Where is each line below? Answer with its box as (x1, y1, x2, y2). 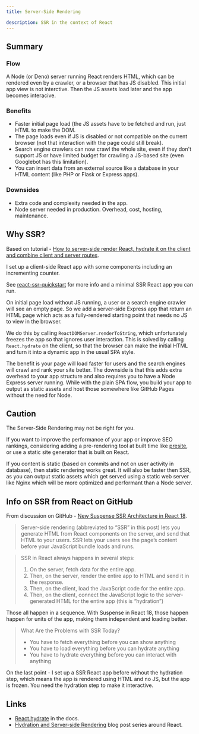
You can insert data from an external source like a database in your (14, 164, 179, 172)
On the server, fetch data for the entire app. (29, 566, 137, 573)
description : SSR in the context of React (6, 19, 113, 26)
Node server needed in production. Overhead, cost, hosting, (14, 206, 163, 213)
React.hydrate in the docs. (14, 715, 80, 722)
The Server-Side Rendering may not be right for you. (6, 424, 135, 432)
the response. (29, 579, 64, 586)
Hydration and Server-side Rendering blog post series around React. (14, 721, 183, 729)
